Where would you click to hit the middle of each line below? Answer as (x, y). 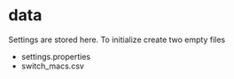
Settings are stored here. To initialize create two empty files (117, 39)
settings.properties (55, 56)
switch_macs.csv (53, 66)
